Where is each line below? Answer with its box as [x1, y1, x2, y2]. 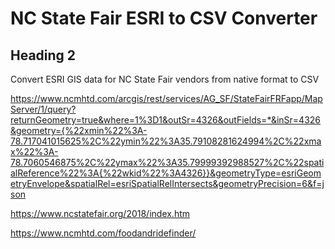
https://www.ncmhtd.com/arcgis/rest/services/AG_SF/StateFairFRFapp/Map [10, 93, 323, 104]
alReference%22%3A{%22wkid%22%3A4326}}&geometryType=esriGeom [10, 167, 322, 179]
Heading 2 [10, 47, 77, 64]
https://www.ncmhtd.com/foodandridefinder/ [10, 227, 197, 239]
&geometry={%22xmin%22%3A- [10, 125, 148, 136]
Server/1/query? [10, 103, 77, 115]
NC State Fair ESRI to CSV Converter [10, 7, 318, 30]
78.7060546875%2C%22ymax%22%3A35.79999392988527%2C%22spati [10, 157, 325, 168]
